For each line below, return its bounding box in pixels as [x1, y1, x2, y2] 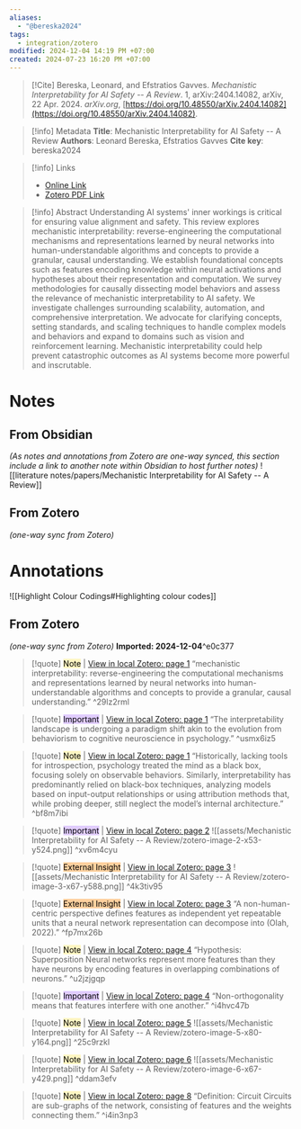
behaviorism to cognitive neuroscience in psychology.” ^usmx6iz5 [31, 732, 277, 743]
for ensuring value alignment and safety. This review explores [31, 217, 260, 227]
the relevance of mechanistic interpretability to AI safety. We [31, 293, 256, 303]
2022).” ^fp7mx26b [31, 927, 103, 937]
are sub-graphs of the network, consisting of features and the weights [31, 1099, 292, 1111]
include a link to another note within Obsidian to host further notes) [9, 461, 259, 470]
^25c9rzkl [73, 1036, 111, 1047]
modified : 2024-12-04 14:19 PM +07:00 [9, 47, 155, 56]
